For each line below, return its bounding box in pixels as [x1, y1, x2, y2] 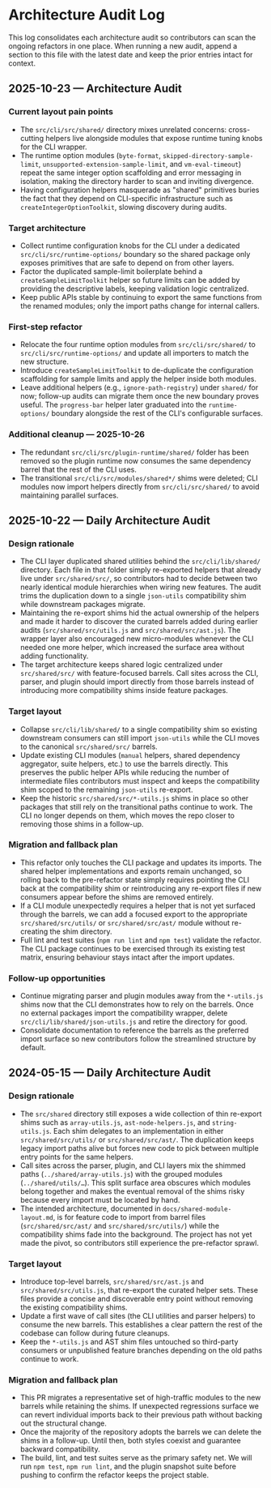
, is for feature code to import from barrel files [53, 1212, 206, 1221]
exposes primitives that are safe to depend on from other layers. [19, 258, 235, 267]
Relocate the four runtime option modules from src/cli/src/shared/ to [19, 340, 256, 349]
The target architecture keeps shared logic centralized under [19, 660, 223, 669]
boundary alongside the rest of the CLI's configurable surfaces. [51, 408, 264, 418]
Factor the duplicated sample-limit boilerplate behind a [19, 266, 203, 276]
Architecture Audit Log [8, 6, 166, 24]
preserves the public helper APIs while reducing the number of [19, 768, 230, 777]
